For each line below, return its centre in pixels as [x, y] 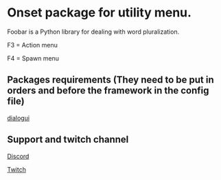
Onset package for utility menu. [100, 13]
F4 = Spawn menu [33, 58]
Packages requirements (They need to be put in [110, 80]
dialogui [18, 117]
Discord [18, 156]
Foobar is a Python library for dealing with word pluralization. [93, 32]
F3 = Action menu [33, 45]
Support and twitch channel [68, 140]
